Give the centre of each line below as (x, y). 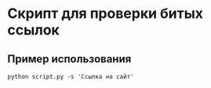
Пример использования (69, 59)
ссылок (33, 30)
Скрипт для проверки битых (105, 14)
